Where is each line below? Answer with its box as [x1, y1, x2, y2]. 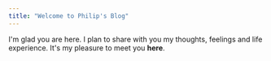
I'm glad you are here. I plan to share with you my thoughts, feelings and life [8, 34, 263, 44]
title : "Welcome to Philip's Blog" [8, 11, 129, 20]
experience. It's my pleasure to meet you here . [8, 42, 165, 53]
